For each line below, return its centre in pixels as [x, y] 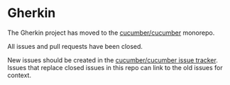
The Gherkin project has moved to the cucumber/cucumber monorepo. [111, 33]
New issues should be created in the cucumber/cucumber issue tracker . [113, 60]
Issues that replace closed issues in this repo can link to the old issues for [115, 67]
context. [20, 75]
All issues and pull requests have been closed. [75, 46]
